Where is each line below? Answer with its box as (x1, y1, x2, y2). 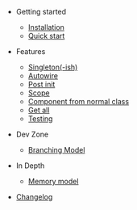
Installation (27, 23, 64, 31)
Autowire (27, 71, 59, 80)
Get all (27, 105, 50, 115)
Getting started (15, 7, 67, 16)
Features (15, 47, 46, 56)
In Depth (15, 161, 45, 170)
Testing (27, 114, 53, 124)
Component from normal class (27, 97, 130, 106)
